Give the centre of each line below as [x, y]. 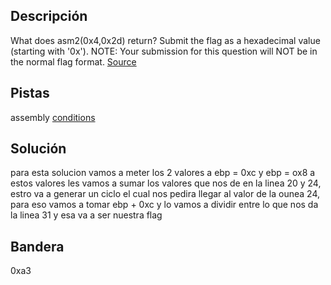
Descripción [49, 16]
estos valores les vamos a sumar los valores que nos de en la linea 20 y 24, [166, 183]
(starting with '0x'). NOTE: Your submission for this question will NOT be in [164, 51]
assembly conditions [53, 117]
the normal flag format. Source [73, 61]
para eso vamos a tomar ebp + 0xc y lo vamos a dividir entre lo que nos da [164, 205]
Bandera [37, 246]
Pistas [30, 93]
